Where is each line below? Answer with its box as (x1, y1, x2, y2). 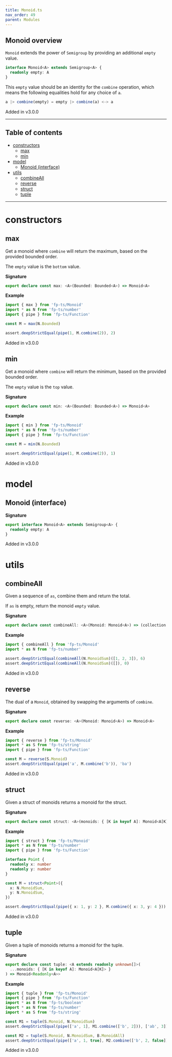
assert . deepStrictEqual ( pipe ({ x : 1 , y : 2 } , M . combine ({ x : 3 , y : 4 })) (5, 904, 166, 910)
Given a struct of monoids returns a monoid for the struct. (5, 799, 127, 805)
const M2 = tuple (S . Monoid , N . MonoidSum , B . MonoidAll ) (5, 1033, 125, 1038)
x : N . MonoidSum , (10, 885, 45, 891)
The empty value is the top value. (5, 384, 74, 390)
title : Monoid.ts (5, 7, 42, 13)
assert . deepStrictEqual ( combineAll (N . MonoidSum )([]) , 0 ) (5, 660, 130, 666)
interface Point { (5, 857, 45, 862)
